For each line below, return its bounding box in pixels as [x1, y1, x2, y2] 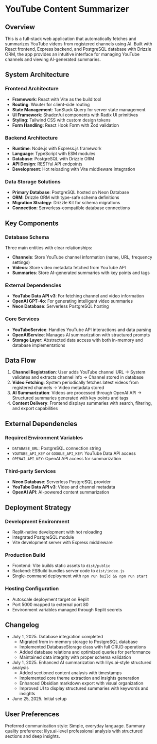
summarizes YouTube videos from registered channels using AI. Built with [5, 41, 153, 47]
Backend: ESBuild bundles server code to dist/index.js [12, 568, 125, 574]
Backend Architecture [5, 134, 58, 141]
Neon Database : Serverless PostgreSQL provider [12, 479, 111, 485]
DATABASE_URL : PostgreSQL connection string [12, 445, 101, 451]
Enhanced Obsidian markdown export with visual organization [19, 680, 143, 686]
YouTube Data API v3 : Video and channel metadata [12, 484, 116, 490]
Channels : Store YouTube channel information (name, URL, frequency [12, 254, 153, 260]
